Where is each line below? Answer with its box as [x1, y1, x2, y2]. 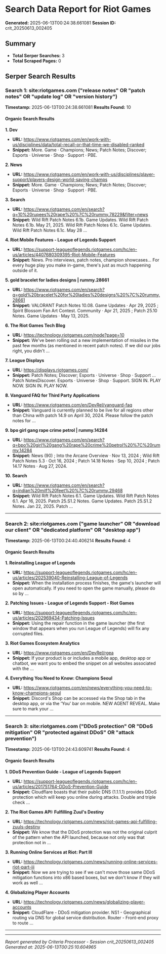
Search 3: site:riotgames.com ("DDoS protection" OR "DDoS [5, 723, 153, 730]
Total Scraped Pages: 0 [12, 58, 61, 64]
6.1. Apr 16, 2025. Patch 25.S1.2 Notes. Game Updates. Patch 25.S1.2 [12, 498, 152, 504]
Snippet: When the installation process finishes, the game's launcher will [12, 580, 161, 586]
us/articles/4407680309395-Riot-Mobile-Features [12, 251, 116, 258]
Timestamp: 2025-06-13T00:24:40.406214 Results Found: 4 [5, 538, 131, 544]
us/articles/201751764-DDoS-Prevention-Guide [12, 783, 109, 789]
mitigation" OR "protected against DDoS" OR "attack [5, 729, 134, 736]
